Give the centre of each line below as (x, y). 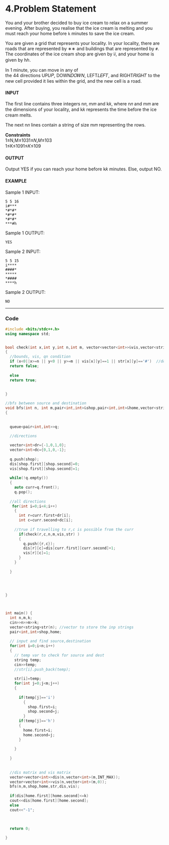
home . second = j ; (39, 735)
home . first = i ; (38, 730)
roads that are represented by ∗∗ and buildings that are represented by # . (82, 48)
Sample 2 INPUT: (23, 251)
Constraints (18, 135)
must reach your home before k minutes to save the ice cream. (70, 33)
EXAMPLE (16, 181)
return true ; (23, 380)
